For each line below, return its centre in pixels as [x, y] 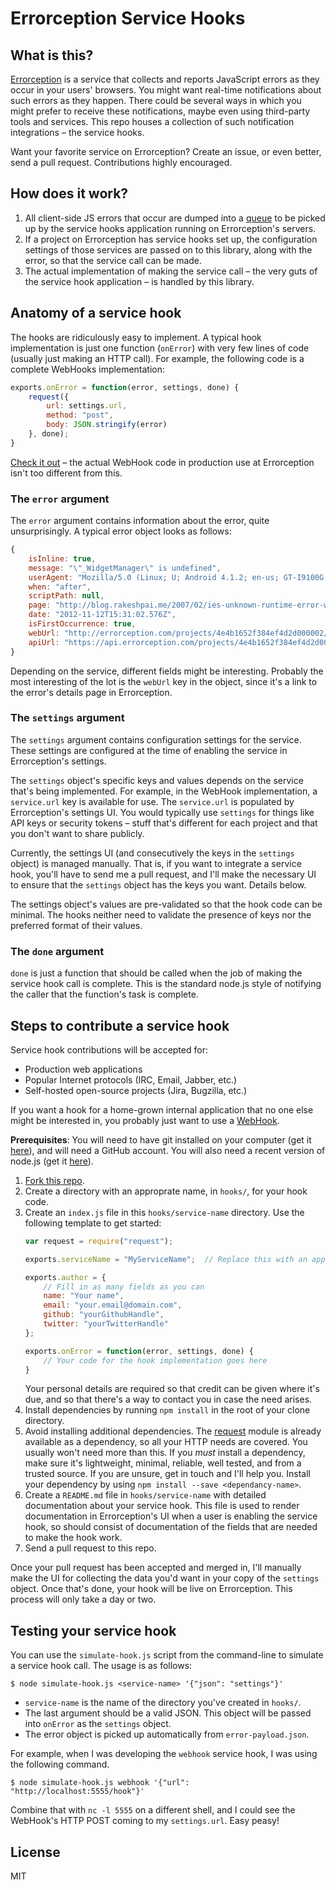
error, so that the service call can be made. [113, 260]
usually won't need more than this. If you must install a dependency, [165, 1453]
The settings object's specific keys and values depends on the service [157, 780]
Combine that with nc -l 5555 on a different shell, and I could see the [153, 1810]
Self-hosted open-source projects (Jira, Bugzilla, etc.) [136, 1090]
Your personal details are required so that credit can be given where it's [172, 1389]
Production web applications [83, 1069]
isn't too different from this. [66, 473]
